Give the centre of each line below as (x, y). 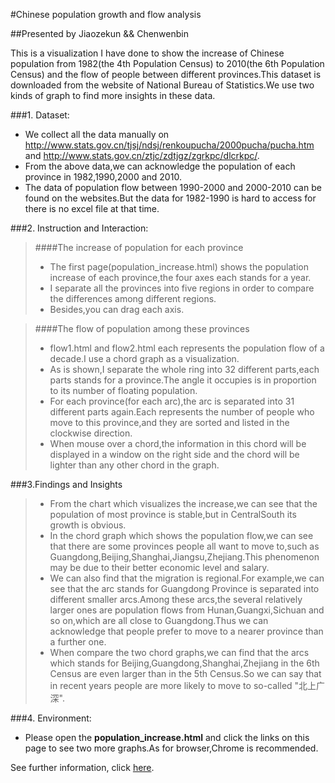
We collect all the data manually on (97, 134)
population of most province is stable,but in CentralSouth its (173, 514)
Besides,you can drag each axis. (117, 309)
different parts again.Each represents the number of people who (182, 412)
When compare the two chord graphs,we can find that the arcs (179, 652)
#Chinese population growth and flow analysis (106, 14)
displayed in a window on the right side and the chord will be (174, 454)
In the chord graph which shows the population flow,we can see (181, 535)
